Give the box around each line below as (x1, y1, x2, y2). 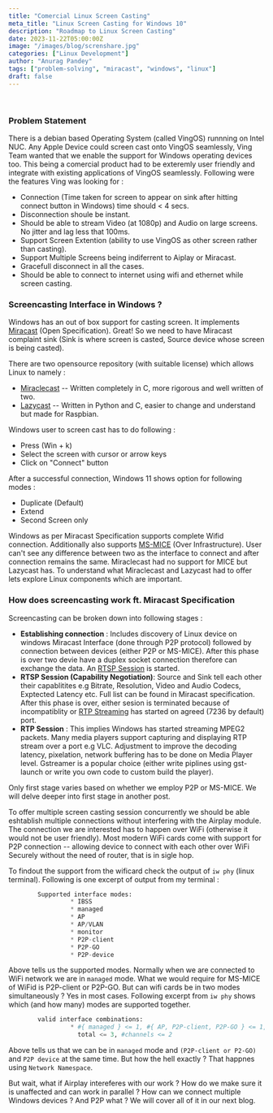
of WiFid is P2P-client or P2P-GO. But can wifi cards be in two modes (8, 982, 240, 992)
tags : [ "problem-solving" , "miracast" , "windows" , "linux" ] (8, 65, 217, 73)
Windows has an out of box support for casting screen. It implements (8, 318, 240, 327)
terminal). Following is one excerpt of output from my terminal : (8, 874, 219, 884)
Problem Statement (8, 115, 87, 126)
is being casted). (8, 343, 65, 353)
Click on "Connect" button (19, 458, 109, 468)
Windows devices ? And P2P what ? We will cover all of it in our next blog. (8, 1096, 256, 1106)
